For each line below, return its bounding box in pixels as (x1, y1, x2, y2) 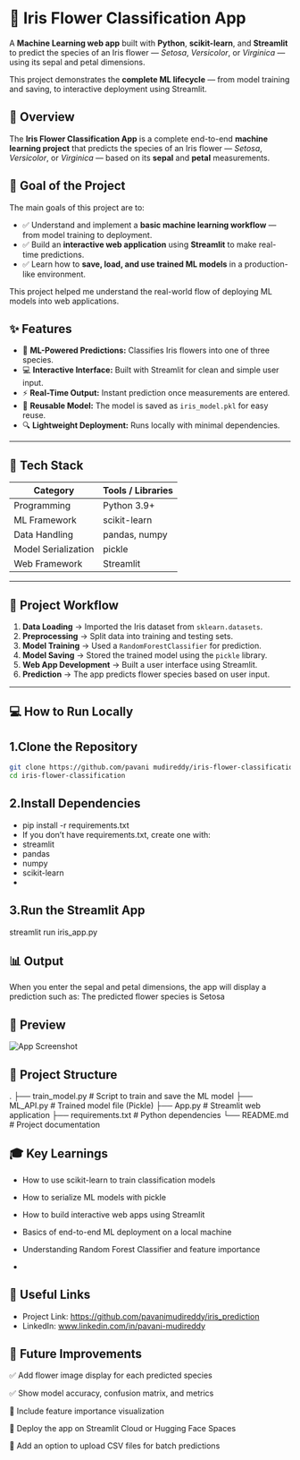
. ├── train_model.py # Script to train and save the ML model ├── (9, 1091, 253, 1102)
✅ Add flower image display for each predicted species (9, 1370, 212, 1381)
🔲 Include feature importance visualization (9, 1405, 165, 1417)
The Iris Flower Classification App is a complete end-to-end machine (9, 133, 269, 144)
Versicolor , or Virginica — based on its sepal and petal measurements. (9, 152, 271, 163)
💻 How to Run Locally (9, 704, 134, 720)
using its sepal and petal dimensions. (9, 56, 146, 67)
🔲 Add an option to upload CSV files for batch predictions (9, 1440, 221, 1451)
